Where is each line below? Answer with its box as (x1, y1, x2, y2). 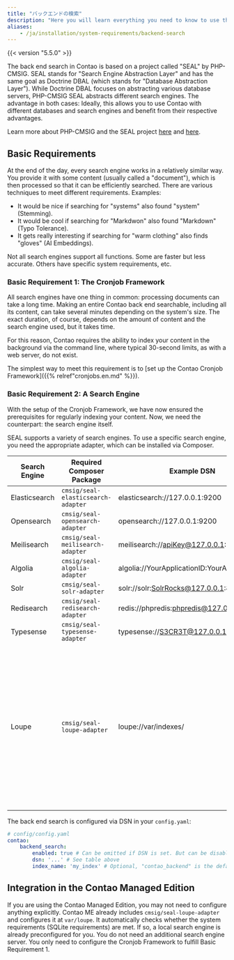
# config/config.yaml (7, 830, 70, 837)
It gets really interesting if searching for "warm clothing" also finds (17, 231, 208, 240)
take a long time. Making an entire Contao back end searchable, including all (7, 300, 227, 309)
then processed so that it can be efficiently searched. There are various (7, 181, 213, 189)
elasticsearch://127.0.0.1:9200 (118, 493, 221, 502)
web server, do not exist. (7, 351, 79, 359)
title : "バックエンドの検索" (7, 10, 82, 17)
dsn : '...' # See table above (32, 856, 120, 864)
